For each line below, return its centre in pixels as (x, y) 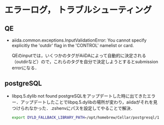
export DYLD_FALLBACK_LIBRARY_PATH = (49, 117)
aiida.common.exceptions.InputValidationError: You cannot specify (79, 40)
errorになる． (26, 68)
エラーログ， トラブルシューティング (78, 10)
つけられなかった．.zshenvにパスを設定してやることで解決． (73, 108)
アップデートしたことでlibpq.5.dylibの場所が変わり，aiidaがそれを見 (89, 102)
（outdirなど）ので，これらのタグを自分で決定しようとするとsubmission (85, 62)
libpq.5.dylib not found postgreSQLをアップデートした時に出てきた (79, 96)
